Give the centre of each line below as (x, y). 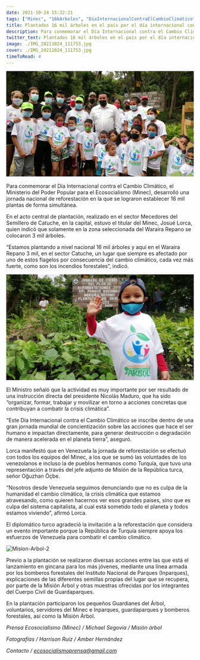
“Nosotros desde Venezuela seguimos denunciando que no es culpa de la (97, 487)
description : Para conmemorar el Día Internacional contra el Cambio (94, 32)
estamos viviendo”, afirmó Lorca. (47, 513)
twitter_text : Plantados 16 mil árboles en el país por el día (86, 38)
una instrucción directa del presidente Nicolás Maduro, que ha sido (88, 396)
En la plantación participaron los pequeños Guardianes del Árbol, (86, 603)
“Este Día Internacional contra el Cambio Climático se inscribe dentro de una (100, 420)
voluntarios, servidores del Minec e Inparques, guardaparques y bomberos (98, 609)
